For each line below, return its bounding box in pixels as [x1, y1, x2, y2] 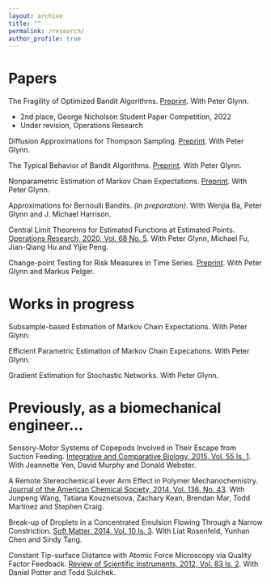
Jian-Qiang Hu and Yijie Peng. [8, 243, 109, 252]
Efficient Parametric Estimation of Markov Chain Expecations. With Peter [8, 346, 250, 356]
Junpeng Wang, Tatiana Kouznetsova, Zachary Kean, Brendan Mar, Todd [8, 493, 251, 503]
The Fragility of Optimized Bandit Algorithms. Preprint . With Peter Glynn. [8, 97, 249, 106]
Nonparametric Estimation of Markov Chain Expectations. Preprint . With [8, 176, 248, 187]
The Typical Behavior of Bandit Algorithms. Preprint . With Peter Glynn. [8, 161, 242, 170]
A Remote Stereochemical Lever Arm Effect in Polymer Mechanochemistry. [8, 476, 259, 486]
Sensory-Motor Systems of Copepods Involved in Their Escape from [8, 443, 237, 453]
